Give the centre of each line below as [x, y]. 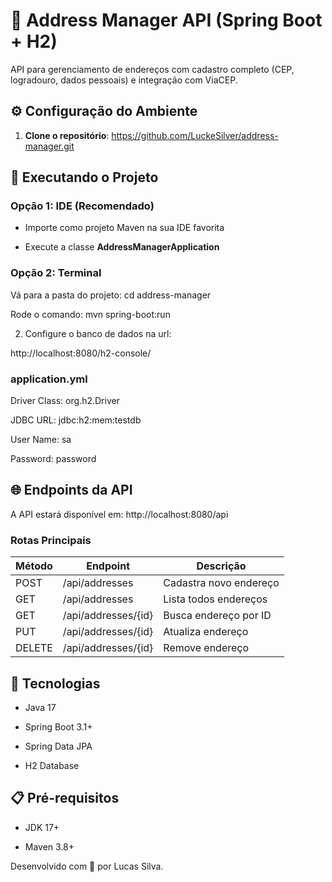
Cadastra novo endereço [221, 583]
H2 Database [52, 765]
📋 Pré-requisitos [65, 798]
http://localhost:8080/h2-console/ [81, 353]
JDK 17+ [42, 827]
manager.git [49, 146]
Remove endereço [206, 648]
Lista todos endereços [215, 599]
